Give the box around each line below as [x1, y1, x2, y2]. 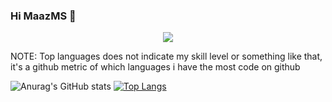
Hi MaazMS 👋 [10, 9, 77, 23]
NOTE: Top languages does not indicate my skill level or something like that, [10, 50, 323, 63]
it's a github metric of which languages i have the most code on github [10, 61, 301, 73]
